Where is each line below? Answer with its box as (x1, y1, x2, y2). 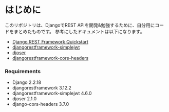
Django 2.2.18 (12, 79, 42, 85)
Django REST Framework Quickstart (12, 38, 88, 44)
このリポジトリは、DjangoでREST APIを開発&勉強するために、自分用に (5, 22, 155, 28)
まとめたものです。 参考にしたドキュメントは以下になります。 (13, 28, 145, 34)
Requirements (5, 68, 41, 75)
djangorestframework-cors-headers (12, 55, 89, 61)
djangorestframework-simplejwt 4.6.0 (12, 90, 92, 97)
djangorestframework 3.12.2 (12, 85, 71, 91)
